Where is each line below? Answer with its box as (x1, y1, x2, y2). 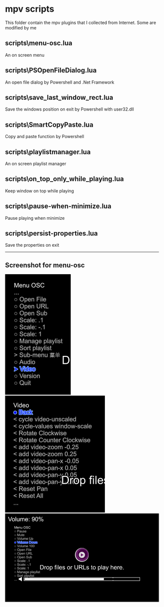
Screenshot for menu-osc (5, 261, 85, 269)
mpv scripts (5, 3, 55, 15)
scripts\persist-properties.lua (5, 229, 98, 238)
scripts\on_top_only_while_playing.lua (5, 175, 124, 183)
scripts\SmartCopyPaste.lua (5, 120, 94, 129)
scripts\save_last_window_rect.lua (5, 93, 113, 101)
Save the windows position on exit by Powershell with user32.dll (5, 106, 134, 112)
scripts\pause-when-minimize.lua (5, 202, 111, 210)
